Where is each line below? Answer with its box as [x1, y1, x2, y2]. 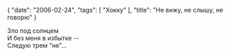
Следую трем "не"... [7, 41, 67, 49]
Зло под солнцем [7, 27, 59, 35]
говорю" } [7, 13, 37, 21]
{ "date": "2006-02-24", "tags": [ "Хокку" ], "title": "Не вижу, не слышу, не [7, 6, 224, 14]
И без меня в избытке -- [7, 34, 80, 42]
